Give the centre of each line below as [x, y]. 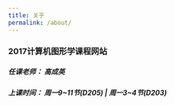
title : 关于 [26, 15]
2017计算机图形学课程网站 [58, 52]
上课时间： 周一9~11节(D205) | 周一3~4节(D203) [87, 93]
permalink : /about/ [40, 23]
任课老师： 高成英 [36, 72]
